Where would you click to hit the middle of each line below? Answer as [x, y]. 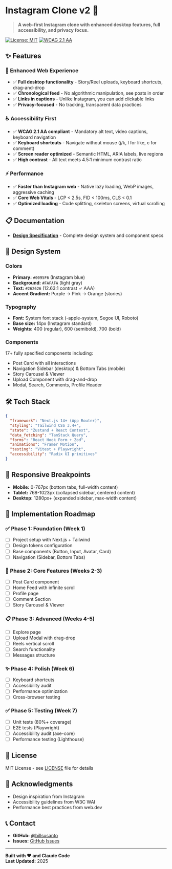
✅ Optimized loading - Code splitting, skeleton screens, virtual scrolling [89, 204]
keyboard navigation [34, 137]
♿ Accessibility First [31, 118]
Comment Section [32, 599]
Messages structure [34, 655]
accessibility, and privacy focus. [53, 30]
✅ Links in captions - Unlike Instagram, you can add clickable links [83, 99]
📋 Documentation [35, 220]
